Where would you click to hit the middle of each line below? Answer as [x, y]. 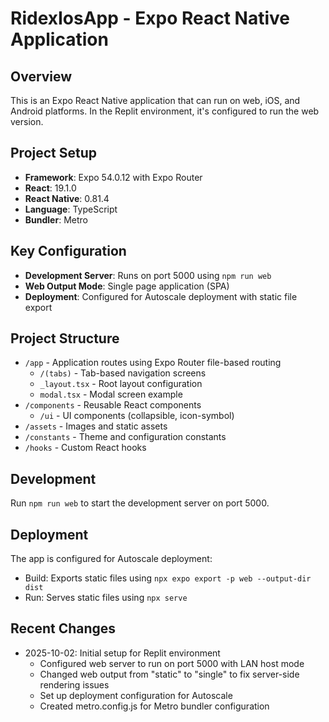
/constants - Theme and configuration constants [125, 437]
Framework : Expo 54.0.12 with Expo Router [113, 177]
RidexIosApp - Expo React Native [150, 18]
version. [27, 121]
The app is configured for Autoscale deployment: [111, 559]
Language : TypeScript [71, 209]
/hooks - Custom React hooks [85, 448]
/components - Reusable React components [113, 405]
